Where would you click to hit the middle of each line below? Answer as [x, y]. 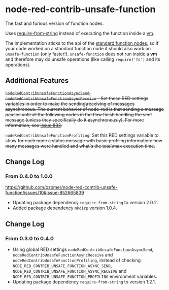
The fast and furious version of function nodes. [55, 23]
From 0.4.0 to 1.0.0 [29, 176]
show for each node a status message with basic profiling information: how [84, 140]
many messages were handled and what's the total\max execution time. [80, 146]
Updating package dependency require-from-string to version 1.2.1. [84, 282]
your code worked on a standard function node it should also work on [78, 48]
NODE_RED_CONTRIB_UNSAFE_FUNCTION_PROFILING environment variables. [85, 277]
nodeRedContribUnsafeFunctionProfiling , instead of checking [77, 261]
